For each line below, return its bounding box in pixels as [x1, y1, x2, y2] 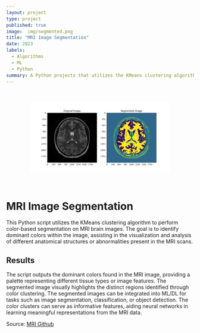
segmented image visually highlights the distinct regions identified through [6, 284, 189, 291]
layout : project [6, 10, 46, 15]
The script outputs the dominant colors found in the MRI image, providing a [6, 271, 190, 278]
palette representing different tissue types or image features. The [6, 277, 167, 285]
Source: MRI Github [6, 321, 54, 328]
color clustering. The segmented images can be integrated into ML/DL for [6, 290, 187, 297]
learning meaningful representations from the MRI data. [6, 309, 142, 316]
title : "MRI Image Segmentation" [6, 34, 89, 41]
